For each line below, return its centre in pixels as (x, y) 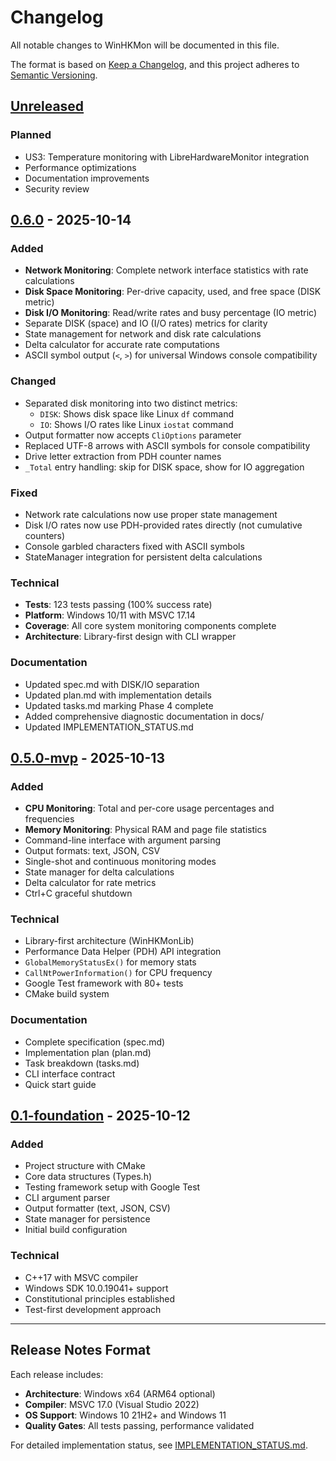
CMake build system (67, 994)
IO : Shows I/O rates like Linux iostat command (136, 424)
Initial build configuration (76, 1230)
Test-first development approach (93, 1309)
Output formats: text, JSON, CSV (92, 851)
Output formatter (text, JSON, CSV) (97, 1208)
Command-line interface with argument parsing (123, 840)
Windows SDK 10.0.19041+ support (96, 1288)
